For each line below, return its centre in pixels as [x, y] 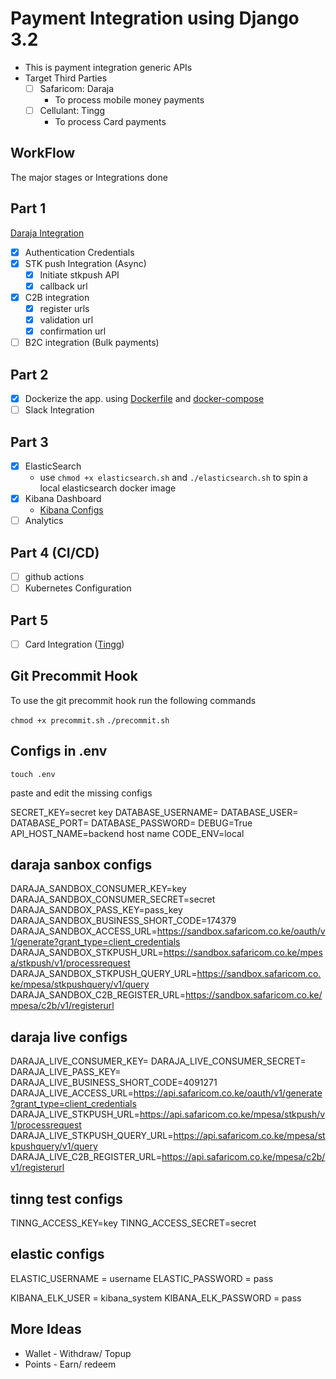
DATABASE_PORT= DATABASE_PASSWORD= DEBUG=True [131, 823]
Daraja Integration [47, 233]
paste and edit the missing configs [81, 793]
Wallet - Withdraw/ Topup [78, 1353]
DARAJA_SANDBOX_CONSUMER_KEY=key [98, 889]
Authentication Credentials [79, 252]
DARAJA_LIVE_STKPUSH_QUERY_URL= [92, 1136]
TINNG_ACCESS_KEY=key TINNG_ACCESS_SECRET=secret [133, 1223]
